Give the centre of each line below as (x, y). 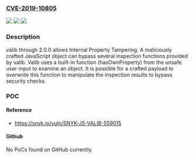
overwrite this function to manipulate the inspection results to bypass (89, 75)
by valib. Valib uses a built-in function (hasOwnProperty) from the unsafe (94, 62)
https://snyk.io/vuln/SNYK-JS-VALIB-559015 (68, 123)
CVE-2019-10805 (32, 8)
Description (23, 37)
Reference (19, 110)
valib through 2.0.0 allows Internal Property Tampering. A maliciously (89, 50)
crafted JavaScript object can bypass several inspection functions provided (97, 56)
